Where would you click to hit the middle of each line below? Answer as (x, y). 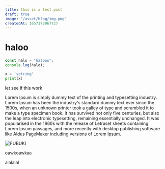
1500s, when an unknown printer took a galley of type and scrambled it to (80, 108)
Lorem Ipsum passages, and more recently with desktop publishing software (82, 128)
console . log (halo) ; (25, 65)
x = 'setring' (20, 74)
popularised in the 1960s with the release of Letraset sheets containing (77, 123)
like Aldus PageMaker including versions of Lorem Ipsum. (63, 134)
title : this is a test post (34, 10)
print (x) (14, 78)
